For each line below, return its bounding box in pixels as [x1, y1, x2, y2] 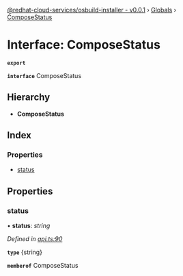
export [7, 60, 26, 66]
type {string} [7, 248, 43, 256]
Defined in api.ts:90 [7, 235, 63, 243]
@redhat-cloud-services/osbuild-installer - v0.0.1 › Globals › [7, 6, 176, 14]
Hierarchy [7, 92, 51, 103]
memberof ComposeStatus [7, 262, 79, 270]
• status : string [7, 222, 51, 230]
